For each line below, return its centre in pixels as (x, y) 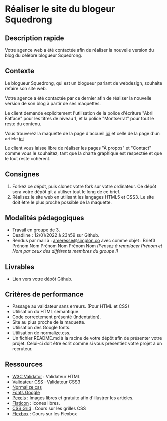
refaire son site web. (26, 88)
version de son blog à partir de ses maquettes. (53, 103)
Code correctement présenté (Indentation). (57, 317)
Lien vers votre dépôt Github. (42, 279)
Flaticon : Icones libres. (36, 403)
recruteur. (22, 349)
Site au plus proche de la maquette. (49, 322)
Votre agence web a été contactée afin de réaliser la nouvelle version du (80, 50)
